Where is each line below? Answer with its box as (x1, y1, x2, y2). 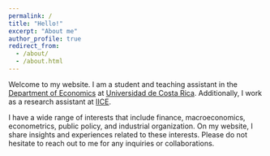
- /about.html (15, 58, 63, 66)
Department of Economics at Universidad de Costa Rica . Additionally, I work (8, 88, 263, 97)
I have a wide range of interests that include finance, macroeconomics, (8, 112, 246, 122)
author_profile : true (8, 34, 82, 43)
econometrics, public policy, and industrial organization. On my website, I (8, 121, 253, 131)
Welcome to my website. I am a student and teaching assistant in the (8, 79, 238, 89)
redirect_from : (8, 42, 60, 50)
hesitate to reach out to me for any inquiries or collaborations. (8, 138, 215, 148)
